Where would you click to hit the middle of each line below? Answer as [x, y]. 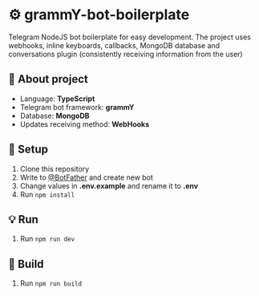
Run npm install [47, 194]
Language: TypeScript [57, 99]
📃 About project [48, 79]
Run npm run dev [47, 239]
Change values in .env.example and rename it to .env [109, 185]
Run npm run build [51, 283]
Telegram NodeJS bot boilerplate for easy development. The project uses [129, 37]
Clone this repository [55, 168]
